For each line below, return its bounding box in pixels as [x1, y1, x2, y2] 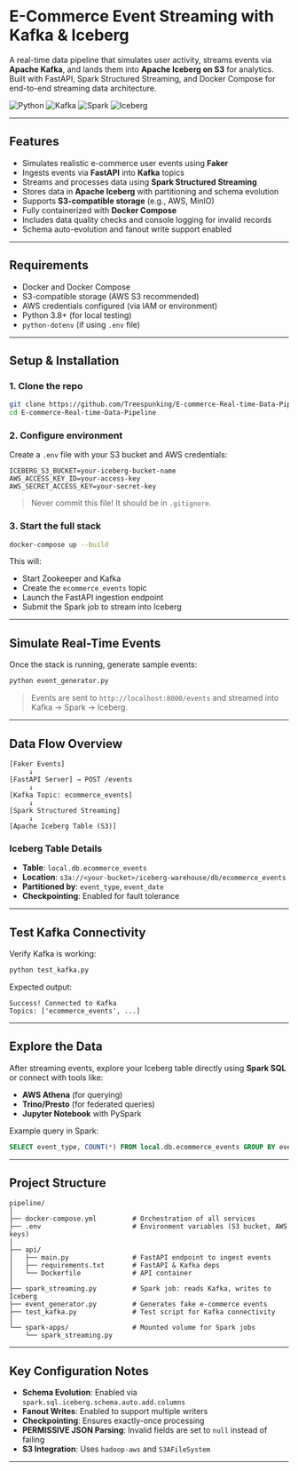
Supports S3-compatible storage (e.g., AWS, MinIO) [21, 195, 215, 206]
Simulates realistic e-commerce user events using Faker [21, 157, 229, 168]
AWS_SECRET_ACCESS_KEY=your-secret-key [9, 482, 157, 491]
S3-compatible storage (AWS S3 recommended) [21, 290, 200, 301]
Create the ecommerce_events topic [21, 583, 148, 593]
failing [21, 1435, 45, 1445]
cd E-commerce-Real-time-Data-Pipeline [9, 409, 157, 417]
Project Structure [9, 1175, 106, 1191]
